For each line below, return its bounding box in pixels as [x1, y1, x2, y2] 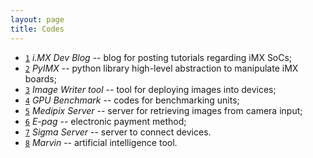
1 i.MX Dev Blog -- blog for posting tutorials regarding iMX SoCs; [24, 51, 293, 63]
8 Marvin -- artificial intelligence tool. [24, 136, 178, 148]
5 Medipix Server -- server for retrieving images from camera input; [24, 104, 303, 116]
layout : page [10, 14, 65, 25]
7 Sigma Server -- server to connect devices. [24, 126, 212, 138]
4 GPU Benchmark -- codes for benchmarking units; [24, 94, 240, 106]
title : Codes [10, 24, 65, 34]
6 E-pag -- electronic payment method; [24, 115, 187, 127]
